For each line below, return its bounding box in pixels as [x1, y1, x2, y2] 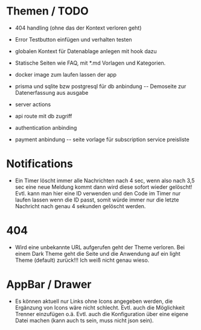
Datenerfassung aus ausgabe [14, 89, 89, 96]
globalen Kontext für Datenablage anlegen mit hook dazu [14, 47, 157, 55]
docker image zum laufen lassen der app [14, 71, 116, 78]
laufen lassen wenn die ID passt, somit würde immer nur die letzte [14, 196, 179, 203]
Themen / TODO [6, 4, 89, 18]
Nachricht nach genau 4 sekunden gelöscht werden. [14, 202, 146, 209]
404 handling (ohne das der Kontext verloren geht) [14, 24, 142, 31]
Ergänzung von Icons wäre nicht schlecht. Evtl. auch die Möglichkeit [14, 303, 185, 311]
